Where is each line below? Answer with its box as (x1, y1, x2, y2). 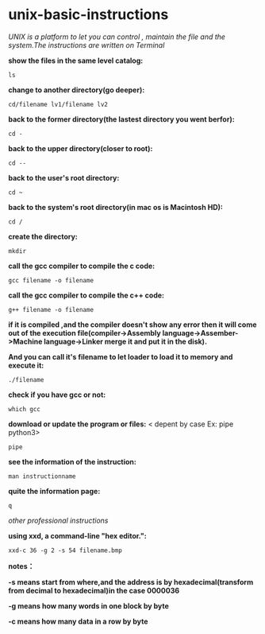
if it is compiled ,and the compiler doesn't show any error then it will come (8, 320, 257, 329)
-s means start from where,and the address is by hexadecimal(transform (8, 577, 254, 586)
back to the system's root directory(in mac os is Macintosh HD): (8, 202, 224, 212)
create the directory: (8, 231, 78, 241)
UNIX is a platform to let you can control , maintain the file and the (8, 32, 226, 41)
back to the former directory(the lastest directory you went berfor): (8, 114, 236, 124)
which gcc (8, 405, 41, 413)
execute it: (8, 360, 44, 370)
